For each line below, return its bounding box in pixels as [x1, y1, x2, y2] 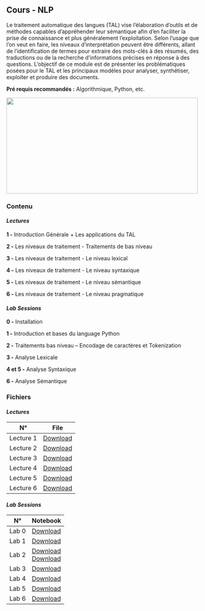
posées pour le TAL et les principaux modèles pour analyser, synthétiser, [6, 67, 190, 74]
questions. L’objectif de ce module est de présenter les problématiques [6, 60, 185, 68]
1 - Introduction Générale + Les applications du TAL [6, 230, 136, 238]
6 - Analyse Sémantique [6, 378, 67, 385]
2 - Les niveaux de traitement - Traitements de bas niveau [6, 243, 153, 250]
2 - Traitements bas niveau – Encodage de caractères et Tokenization [6, 342, 182, 349]
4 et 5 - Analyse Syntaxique [6, 365, 76, 373]
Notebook [31, 516, 61, 525]
